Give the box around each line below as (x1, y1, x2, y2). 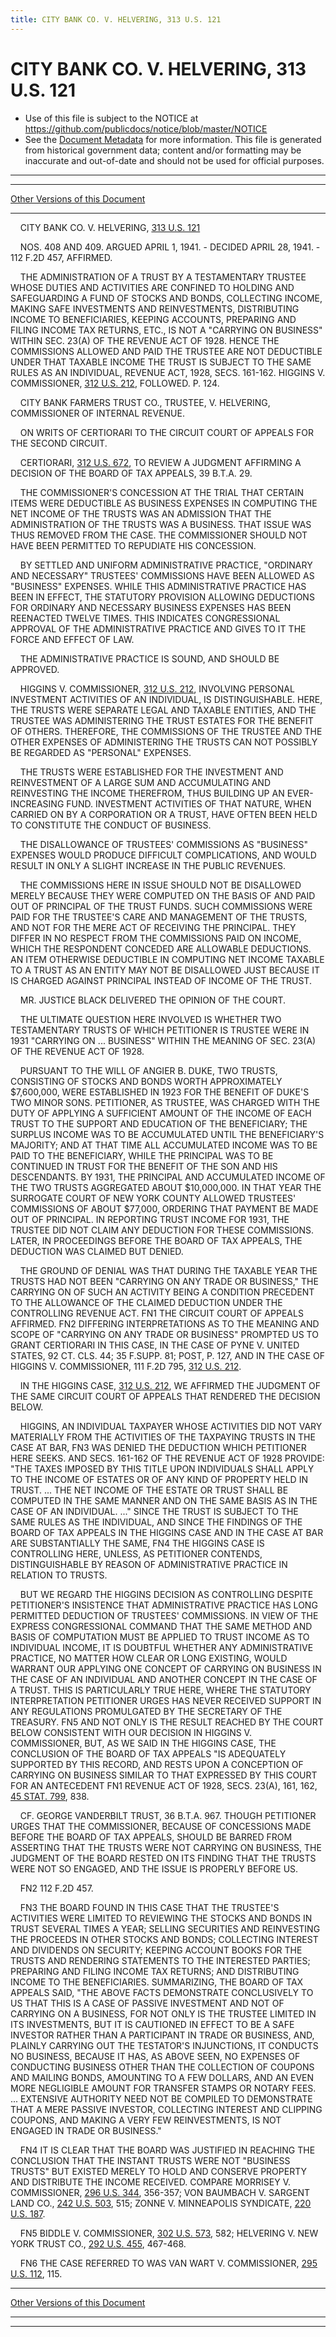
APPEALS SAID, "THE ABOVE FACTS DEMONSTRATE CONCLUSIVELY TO (10, 1986, 314, 1998)
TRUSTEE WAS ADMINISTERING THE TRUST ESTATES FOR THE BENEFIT (10, 714, 314, 726)
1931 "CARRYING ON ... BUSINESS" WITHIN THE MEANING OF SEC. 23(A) (10, 1034, 317, 1046)
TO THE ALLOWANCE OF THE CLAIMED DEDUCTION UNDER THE (10, 1296, 283, 1308)
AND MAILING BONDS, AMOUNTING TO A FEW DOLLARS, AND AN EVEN (10, 2071, 315, 2083)
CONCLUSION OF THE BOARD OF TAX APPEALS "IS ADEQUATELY (10, 1747, 287, 1760)
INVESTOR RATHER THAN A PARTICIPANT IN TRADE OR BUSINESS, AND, (10, 2029, 315, 2041)
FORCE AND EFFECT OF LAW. (10, 633, 135, 645)
